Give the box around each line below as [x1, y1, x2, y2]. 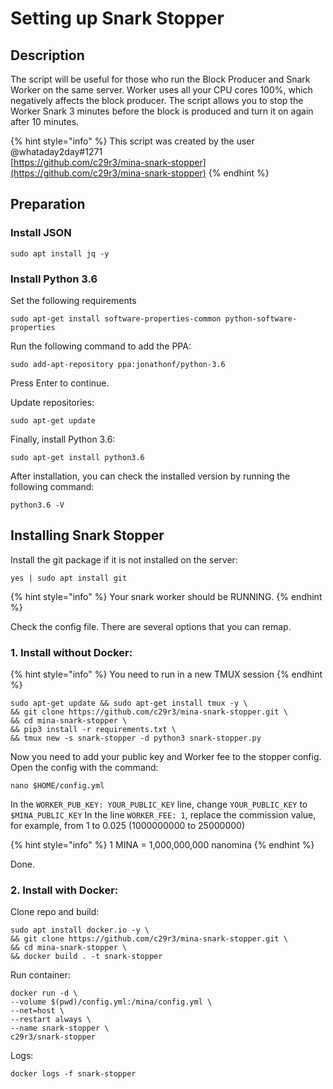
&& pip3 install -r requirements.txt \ [10, 725, 177, 735]
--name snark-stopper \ [10, 1023, 110, 1034]
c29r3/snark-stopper [10, 1032, 97, 1042]
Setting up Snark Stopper [10, 7, 225, 30]
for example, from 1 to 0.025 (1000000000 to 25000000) [10, 820, 246, 832]
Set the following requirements [10, 294, 137, 306]
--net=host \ [10, 1006, 65, 1016]
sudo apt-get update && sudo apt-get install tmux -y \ [10, 698, 248, 709]
